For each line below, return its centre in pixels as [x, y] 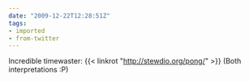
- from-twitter [34, 38]
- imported [27, 31]
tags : [17, 23]
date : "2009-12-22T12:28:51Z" [60, 16]
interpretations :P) [39, 70]
